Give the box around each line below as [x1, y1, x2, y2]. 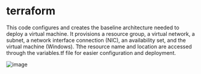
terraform [6, 4, 56, 18]
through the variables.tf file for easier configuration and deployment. [6, 49, 176, 56]
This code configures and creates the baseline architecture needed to [6, 24, 179, 31]
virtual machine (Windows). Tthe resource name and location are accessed [6, 43, 193, 50]
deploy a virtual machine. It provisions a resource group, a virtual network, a [6, 30, 196, 37]
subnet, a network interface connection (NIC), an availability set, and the [6, 36, 187, 44]
